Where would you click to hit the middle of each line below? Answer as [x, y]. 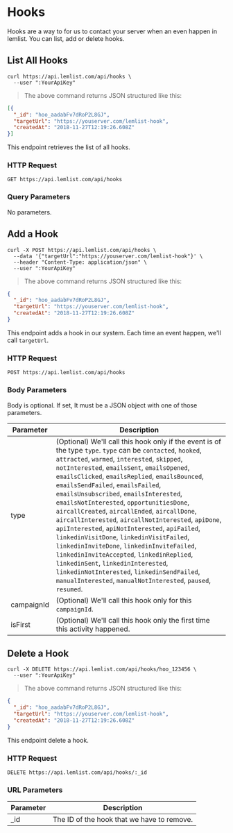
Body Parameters [37, 390]
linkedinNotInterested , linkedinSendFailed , [128, 571]
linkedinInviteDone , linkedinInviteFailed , [126, 546]
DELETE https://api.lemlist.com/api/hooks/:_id [77, 772]
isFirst [21, 624]
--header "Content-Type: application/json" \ [80, 262]
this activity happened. [93, 629]
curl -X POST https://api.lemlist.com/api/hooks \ [82, 250]
